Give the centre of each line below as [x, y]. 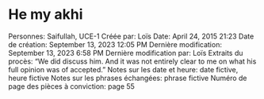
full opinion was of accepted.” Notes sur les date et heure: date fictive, [123, 69]
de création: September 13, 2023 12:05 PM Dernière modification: [115, 44]
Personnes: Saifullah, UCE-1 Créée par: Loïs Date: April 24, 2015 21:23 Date [131, 36]
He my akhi [46, 15]
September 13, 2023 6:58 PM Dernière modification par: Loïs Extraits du [126, 53]
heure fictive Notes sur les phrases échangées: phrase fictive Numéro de [128, 78]
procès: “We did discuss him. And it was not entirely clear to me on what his [132, 61]
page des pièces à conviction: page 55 [71, 86]
